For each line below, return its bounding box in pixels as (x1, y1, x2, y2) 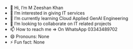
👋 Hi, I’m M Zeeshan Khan (9, 5, 63, 10)
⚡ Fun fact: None (9, 39, 45, 45)
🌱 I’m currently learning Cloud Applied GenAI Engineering (9, 15, 128, 21)
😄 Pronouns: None (9, 33, 49, 39)
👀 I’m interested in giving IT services (9, 10, 85, 16)
